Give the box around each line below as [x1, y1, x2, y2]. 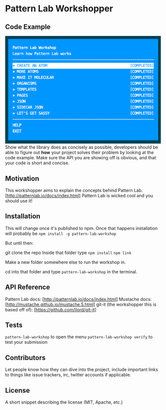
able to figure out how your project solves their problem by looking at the [5, 149, 154, 155]
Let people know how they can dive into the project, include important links [5, 367, 158, 373]
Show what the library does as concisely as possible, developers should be [5, 144, 158, 150]
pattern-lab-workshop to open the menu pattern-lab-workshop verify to [5, 334, 153, 340]
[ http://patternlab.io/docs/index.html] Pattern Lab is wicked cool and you [5, 193, 153, 198]
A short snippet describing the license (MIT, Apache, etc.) [5, 399, 123, 405]
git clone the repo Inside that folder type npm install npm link [5, 250, 132, 256]
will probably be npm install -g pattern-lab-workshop [5, 230, 117, 236]
